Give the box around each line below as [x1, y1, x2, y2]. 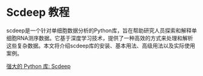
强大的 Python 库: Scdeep [6, 62, 71, 70]
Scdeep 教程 [6, 5, 70, 19]
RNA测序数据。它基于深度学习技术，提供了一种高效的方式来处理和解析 [16, 34, 193, 41]
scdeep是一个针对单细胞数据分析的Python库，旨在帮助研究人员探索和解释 [6, 27, 192, 34]
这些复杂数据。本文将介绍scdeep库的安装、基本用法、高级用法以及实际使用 [6, 42, 196, 49]
